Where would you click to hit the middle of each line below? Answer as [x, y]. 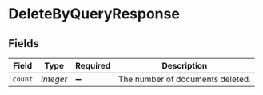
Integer [54, 79]
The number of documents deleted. [185, 79]
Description [185, 66]
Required [93, 66]
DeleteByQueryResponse [94, 14]
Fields [24, 44]
